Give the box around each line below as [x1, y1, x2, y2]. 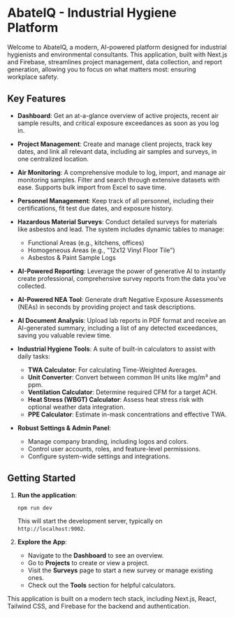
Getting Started [7, 472, 76, 484]
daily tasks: [17, 351, 50, 361]
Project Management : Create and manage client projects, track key [17, 140, 212, 148]
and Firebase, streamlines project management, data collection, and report [7, 57, 222, 66]
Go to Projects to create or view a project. [27, 559, 149, 567]
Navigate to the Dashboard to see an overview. [27, 551, 164, 560]
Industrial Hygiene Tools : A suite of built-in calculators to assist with [17, 344, 216, 353]
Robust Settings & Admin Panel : [17, 423, 112, 432]
